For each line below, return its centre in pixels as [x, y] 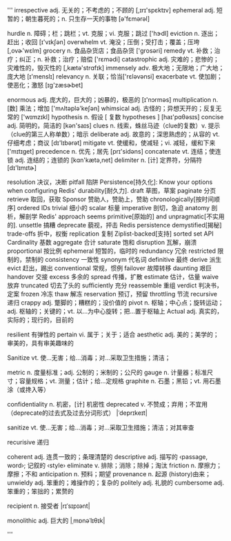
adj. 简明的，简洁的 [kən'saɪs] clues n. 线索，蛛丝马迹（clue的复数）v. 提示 [114, 125]
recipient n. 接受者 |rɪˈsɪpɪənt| [49, 506]
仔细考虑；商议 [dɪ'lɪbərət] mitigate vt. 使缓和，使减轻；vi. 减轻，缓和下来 [111, 143]
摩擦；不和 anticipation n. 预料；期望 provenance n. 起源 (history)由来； [109, 474]
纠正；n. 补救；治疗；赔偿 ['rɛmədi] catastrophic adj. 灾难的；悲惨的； [119, 59]
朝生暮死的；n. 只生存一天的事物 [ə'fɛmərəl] [88, 19]
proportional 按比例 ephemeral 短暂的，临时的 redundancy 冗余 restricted [111, 251]
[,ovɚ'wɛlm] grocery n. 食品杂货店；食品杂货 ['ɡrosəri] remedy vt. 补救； [111, 51]
